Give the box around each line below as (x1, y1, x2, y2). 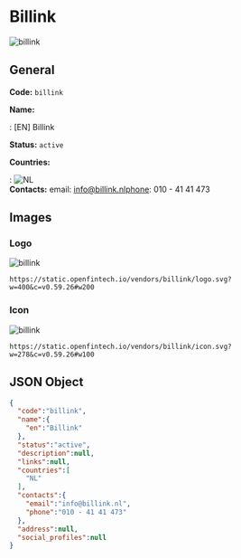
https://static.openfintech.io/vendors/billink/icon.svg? (9, 342, 232, 351)
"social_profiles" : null (17, 533, 107, 542)
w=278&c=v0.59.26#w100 (9, 350, 95, 359)
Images (9, 210, 52, 225)
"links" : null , (17, 457, 70, 467)
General (9, 62, 56, 78)
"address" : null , (17, 525, 79, 534)
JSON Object (9, 374, 84, 390)
